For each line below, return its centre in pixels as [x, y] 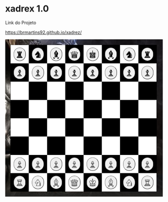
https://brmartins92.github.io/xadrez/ [43, 32]
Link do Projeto [21, 23]
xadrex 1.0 [27, 9]
